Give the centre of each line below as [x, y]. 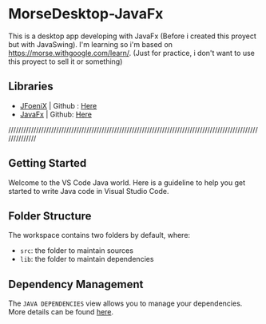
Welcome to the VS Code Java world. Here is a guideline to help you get [127, 182]
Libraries [31, 87]
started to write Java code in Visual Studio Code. [89, 191]
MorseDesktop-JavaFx [86, 14]
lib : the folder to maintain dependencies [87, 259]
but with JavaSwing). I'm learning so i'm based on [91, 44]
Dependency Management [76, 284]
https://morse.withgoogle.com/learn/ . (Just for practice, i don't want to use [132, 53]
